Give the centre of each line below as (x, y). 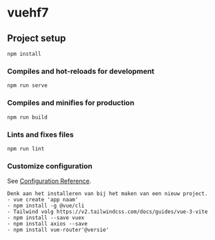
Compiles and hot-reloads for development (81, 71)
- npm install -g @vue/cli (46, 206)
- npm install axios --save (48, 224)
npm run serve (28, 86)
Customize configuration (50, 166)
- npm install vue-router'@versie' (58, 230)
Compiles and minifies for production (71, 103)
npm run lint (26, 149)
